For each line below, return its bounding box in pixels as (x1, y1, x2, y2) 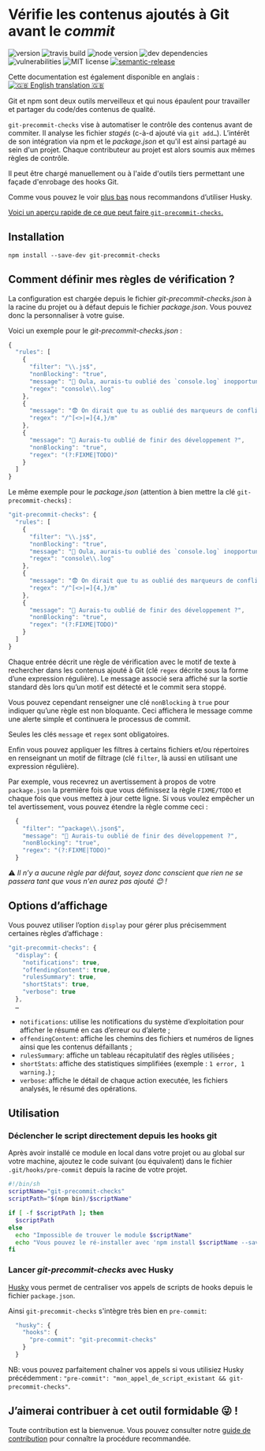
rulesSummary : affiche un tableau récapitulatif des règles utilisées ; (19, 1050, 234, 1060)
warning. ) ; (19, 1067, 55, 1076)
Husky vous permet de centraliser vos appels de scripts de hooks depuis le (8, 1282, 253, 1292)
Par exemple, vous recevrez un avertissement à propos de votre (8, 777, 216, 786)
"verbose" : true (22, 988, 77, 996)
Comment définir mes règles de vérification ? (8, 273, 235, 286)
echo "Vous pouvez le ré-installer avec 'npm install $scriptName (15, 1238, 238, 1247)
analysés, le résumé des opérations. (19, 1084, 138, 1093)
